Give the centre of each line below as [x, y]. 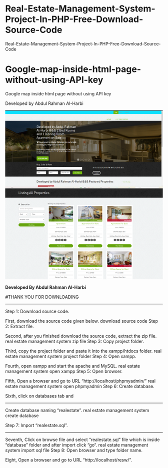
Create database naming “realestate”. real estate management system [77, 411]
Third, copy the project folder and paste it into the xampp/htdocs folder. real [83, 351]
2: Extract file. [19, 326]
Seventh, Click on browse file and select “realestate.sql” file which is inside [82, 440]
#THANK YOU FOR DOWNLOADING [42, 297]
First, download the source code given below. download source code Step [82, 321]
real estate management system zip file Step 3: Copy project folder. [74, 341]
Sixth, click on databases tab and [39, 396]
